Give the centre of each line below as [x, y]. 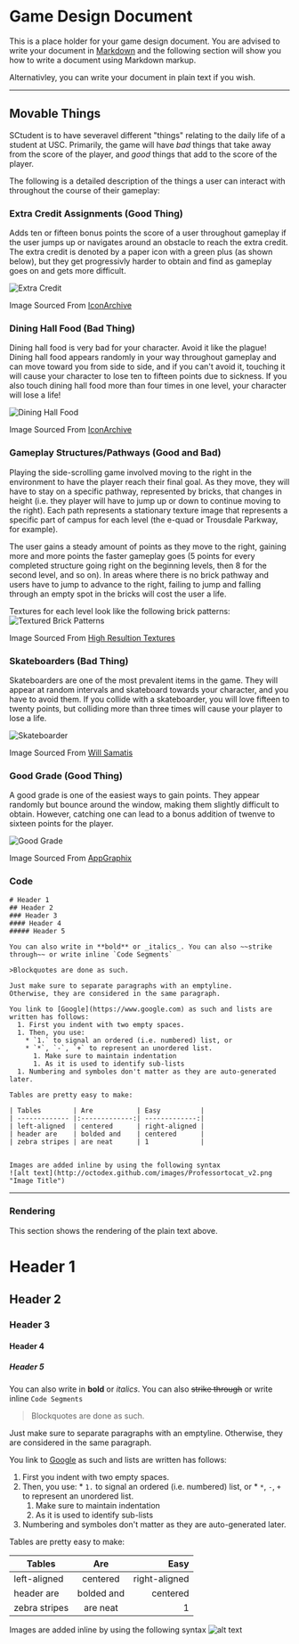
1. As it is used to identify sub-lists [109, 1064]
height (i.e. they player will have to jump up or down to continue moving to [145, 500]
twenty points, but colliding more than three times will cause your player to [146, 708]
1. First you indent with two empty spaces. [101, 1024]
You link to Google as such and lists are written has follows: [118, 1459]
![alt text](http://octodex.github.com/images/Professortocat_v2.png [141, 1173]
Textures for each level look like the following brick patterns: [120, 611]
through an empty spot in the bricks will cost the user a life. [118, 594]
